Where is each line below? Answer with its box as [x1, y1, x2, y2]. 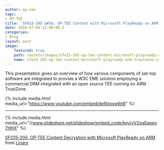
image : [5, 43, 19, 48]
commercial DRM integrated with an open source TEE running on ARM [5, 81, 146, 87]
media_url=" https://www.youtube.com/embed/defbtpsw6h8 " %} [5, 101, 135, 107]
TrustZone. [5, 86, 27, 92]
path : [14, 52, 25, 58]
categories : [5, 30, 29, 35]
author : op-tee [5, 7, 36, 12]
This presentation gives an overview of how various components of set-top [5, 70, 156, 76]
